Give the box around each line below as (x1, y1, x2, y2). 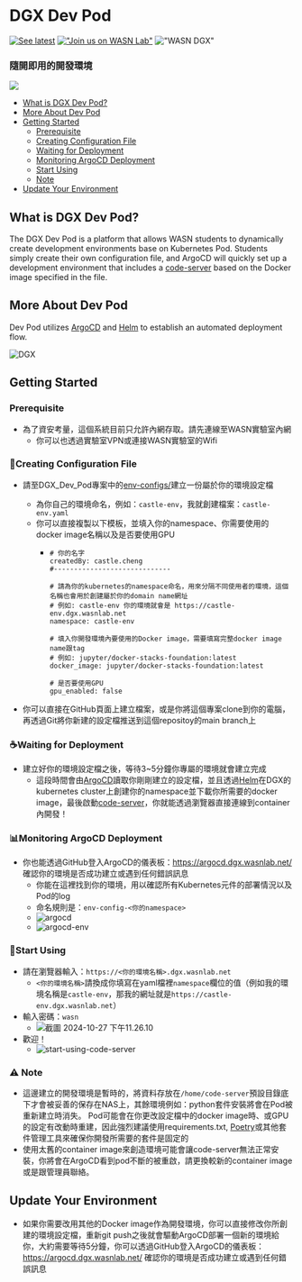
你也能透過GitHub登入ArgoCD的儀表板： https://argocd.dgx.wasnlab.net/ (22, 857, 293, 868)
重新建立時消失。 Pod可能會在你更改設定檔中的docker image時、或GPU (22, 1110, 289, 1122)
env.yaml (35, 508, 69, 518)
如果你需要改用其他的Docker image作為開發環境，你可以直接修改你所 (22, 1218, 280, 1229)
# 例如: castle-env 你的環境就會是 (49, 601, 171, 610)
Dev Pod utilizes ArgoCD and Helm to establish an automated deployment (9, 322, 283, 332)
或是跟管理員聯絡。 (22, 1167, 95, 1177)
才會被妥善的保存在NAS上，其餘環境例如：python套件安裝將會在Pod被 (30, 1099, 293, 1110)
